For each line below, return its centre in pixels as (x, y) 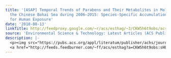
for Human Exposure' (32, 19)
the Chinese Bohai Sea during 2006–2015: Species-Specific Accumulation (89, 15)
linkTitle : (17, 29)
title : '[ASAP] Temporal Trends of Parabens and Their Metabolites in (82, 10)
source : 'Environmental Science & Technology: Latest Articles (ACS (79, 33)
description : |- (22, 38)
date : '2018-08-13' (26, 24)
